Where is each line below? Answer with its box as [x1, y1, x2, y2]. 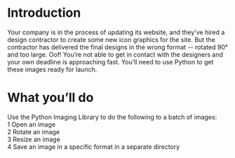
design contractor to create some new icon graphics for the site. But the [7, 35, 215, 43]
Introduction [7, 5, 81, 21]
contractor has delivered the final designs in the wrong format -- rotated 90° [7, 43, 228, 51]
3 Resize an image [7, 135, 61, 143]
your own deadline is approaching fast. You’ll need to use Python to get [7, 57, 214, 66]
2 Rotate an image [7, 127, 60, 136]
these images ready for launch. [7, 65, 98, 73]
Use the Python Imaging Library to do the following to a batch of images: [7, 113, 217, 121]
